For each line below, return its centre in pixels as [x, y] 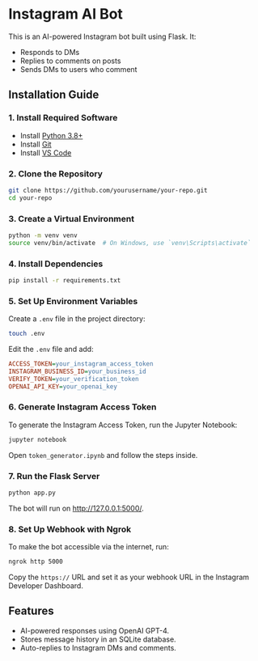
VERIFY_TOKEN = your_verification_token [74, 379]
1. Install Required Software [63, 118]
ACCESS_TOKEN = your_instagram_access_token [81, 364]
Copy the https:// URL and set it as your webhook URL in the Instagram [129, 577]
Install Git [36, 144]
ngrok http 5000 [36, 562]
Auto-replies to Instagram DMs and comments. [98, 647]
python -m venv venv [43, 235]
